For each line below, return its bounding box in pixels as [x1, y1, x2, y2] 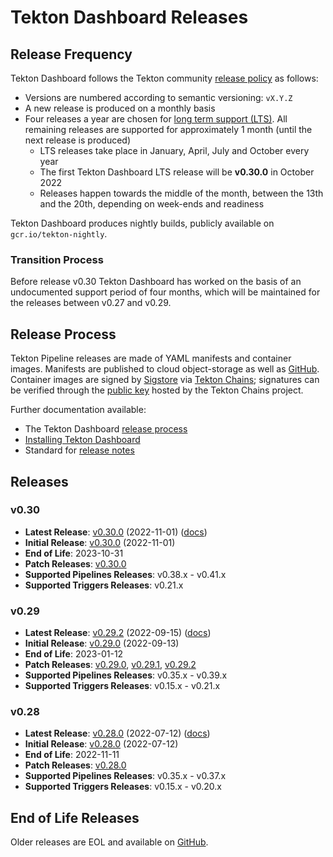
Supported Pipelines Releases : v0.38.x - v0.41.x [24, 568, 227, 580]
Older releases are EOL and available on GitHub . [10, 836, 209, 848]
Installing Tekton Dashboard [24, 434, 141, 446]
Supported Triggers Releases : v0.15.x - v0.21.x [24, 680, 221, 692]
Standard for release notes [24, 444, 135, 456]
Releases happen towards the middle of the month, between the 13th [39, 187, 324, 199]
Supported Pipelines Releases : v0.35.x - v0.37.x [24, 770, 227, 782]
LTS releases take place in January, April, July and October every [39, 145, 310, 156]
